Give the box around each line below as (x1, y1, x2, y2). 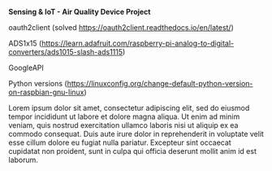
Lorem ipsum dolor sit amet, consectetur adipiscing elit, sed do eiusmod (8, 103, 250, 112)
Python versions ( (8, 79, 67, 88)
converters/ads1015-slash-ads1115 (8, 47, 123, 56)
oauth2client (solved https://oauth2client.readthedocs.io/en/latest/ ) (8, 23, 234, 32)
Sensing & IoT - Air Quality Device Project (8, 7, 151, 16)
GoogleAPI (8, 63, 45, 72)
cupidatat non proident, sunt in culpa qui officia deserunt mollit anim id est (8, 147, 257, 156)
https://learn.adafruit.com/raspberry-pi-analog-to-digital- (41, 38, 235, 48)
